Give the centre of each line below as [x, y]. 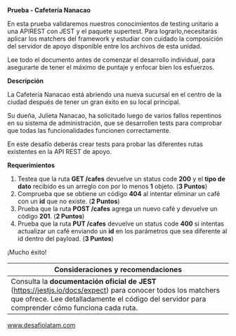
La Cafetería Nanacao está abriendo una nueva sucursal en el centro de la [114, 95]
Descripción [26, 81]
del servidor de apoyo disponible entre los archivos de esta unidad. [105, 46]
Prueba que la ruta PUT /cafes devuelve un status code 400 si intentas [121, 224]
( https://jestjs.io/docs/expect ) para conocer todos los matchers [115, 290]
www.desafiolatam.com [41, 325]
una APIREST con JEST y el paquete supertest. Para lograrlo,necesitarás [112, 31]
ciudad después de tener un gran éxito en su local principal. [94, 102]
